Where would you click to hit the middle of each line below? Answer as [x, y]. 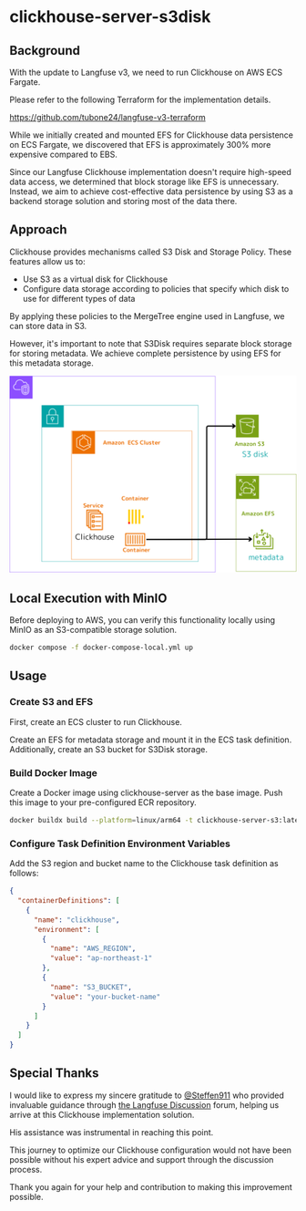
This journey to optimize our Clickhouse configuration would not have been [151, 1150]
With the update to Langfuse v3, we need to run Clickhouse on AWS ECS [146, 72]
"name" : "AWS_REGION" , [93, 949]
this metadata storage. [51, 363]
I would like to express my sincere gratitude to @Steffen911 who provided [147, 1095]
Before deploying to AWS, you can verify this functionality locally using [143, 620]
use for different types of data [79, 298]
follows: [24, 874]
